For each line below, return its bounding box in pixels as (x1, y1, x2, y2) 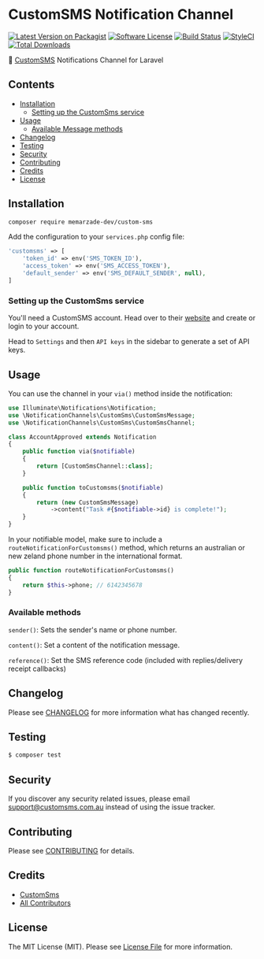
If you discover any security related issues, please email (8, 794, 191, 804)
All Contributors (19, 898, 71, 907)
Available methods (8, 607, 81, 618)
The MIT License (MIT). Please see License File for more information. (8, 942, 232, 951)
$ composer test (8, 751, 61, 759)
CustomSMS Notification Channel (8, 6, 234, 24)
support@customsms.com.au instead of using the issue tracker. (8, 802, 216, 812)
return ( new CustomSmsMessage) (36, 498, 139, 506)
